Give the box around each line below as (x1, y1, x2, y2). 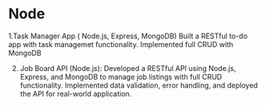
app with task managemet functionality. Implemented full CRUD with (8, 39, 234, 49)
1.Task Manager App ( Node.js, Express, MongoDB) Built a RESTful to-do (8, 31, 248, 41)
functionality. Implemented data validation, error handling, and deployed (19, 80, 258, 90)
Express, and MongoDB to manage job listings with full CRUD (19, 72, 223, 81)
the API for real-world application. (19, 88, 132, 98)
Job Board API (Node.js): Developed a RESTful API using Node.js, (19, 63, 236, 73)
